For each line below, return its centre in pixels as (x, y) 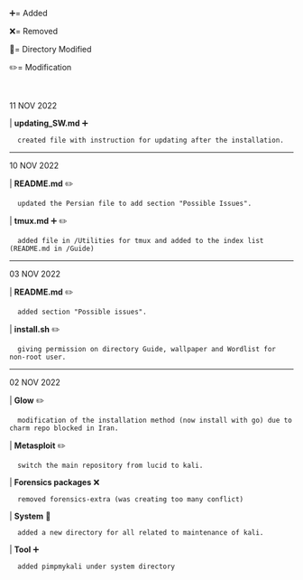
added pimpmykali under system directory (96, 566)
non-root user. (38, 357)
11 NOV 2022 (33, 106)
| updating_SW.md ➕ (49, 123)
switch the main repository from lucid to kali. (110, 465)
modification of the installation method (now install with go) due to (155, 420)
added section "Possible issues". (82, 312)
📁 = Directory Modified (50, 49)
